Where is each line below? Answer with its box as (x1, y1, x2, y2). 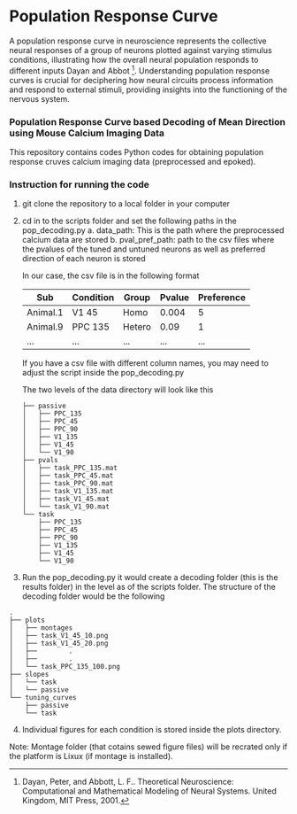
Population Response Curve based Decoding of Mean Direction (9, 115, 286, 128)
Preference (197, 291, 246, 304)
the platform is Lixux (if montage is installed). (9, 751, 174, 762)
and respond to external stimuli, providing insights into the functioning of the (9, 84, 288, 95)
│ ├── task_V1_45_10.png (9, 632, 109, 640)
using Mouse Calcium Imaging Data (9, 127, 165, 139)
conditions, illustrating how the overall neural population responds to (9, 54, 259, 65)
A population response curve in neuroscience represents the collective (9, 35, 267, 46)
